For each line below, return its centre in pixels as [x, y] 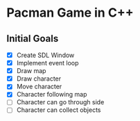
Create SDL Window [45, 55]
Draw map [31, 71]
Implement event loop [47, 63]
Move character [39, 87]
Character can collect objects [59, 110]
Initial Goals [33, 39]
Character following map [52, 95]
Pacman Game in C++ [70, 13]
